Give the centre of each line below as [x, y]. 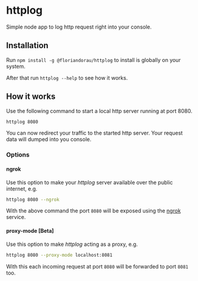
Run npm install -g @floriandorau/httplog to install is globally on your [93, 60]
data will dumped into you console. [49, 139]
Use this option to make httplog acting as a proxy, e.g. [72, 244]
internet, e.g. [22, 189]
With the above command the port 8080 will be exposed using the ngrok [93, 211]
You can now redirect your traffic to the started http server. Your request [95, 133]
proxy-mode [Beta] [30, 231]
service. [16, 217]
